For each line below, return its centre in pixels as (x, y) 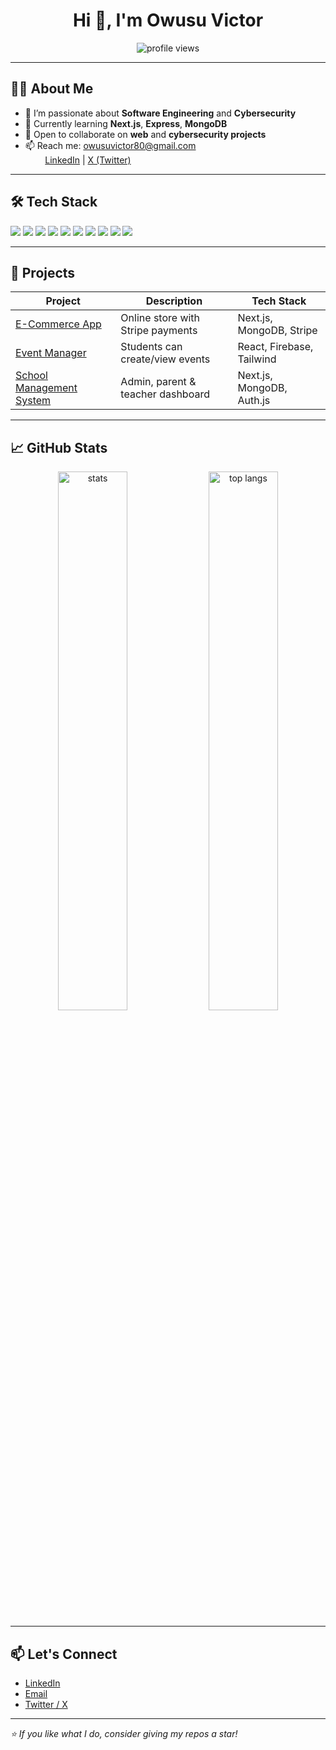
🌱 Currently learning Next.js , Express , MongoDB (126, 123)
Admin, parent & (158, 382)
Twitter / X (46, 1704)
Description (174, 301)
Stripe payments (159, 331)
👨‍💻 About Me (52, 89)
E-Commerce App (58, 324)
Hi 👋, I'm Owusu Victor (168, 20)
